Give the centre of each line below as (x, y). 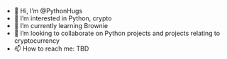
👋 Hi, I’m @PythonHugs (48, 11)
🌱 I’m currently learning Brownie (61, 26)
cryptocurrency (37, 41)
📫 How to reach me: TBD (51, 48)
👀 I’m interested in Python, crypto (63, 18)
